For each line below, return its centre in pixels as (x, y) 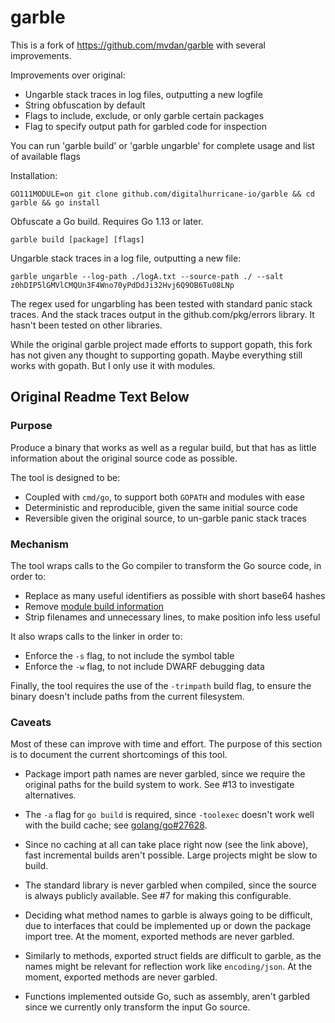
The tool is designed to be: (65, 477)
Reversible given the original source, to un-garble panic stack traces (165, 518)
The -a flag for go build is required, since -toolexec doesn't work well (169, 815)
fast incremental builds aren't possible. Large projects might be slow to (171, 855)
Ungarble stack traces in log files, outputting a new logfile (143, 94)
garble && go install (55, 202)
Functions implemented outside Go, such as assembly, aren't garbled (167, 997)
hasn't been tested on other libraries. (86, 325)
